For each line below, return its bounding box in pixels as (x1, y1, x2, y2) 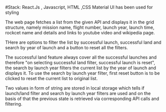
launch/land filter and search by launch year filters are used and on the (5, 91, 151, 96)
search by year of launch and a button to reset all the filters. (5, 45, 128, 50)
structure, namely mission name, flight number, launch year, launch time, (5, 24, 155, 30)
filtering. (5, 101, 22, 107)
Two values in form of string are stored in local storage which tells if (5, 85, 145, 91)
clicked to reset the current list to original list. (5, 76, 98, 81)
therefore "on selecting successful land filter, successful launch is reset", (5, 60, 156, 65)
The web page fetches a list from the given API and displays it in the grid (5, 19, 155, 25)
